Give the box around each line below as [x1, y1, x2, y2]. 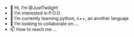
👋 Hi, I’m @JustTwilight [10, 5, 58, 10]
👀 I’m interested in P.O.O [10, 10, 60, 16]
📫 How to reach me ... [10, 26, 57, 32]
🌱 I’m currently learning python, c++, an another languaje [10, 15, 129, 21]
